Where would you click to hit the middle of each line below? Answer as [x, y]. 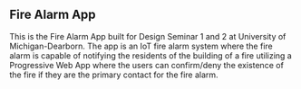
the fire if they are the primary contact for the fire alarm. [114, 75]
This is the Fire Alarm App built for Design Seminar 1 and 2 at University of [148, 36]
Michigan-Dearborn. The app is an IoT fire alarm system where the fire [141, 46]
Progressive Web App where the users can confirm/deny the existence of [146, 65]
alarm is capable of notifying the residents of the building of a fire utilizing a [150, 55]
